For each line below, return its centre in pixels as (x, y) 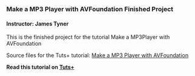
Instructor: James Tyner (37, 24)
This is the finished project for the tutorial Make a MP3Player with (88, 37)
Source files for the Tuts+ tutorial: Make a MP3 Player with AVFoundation (97, 55)
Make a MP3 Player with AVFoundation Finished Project (90, 9)
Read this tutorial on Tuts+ (40, 67)
